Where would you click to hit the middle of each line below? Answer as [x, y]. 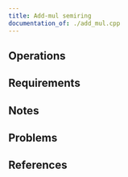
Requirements [44, 83]
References [38, 165]
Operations [37, 56]
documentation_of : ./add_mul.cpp [64, 23]
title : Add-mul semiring [50, 16]
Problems [33, 138]
